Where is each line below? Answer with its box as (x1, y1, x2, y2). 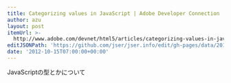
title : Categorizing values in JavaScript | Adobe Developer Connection (7, 10, 220, 17)
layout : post (7, 23, 45, 29)
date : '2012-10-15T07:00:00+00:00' (7, 49, 109, 56)
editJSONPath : (7, 42, 48, 49)
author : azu (7, 16, 41, 23)
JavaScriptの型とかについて (7, 68, 86, 76)
